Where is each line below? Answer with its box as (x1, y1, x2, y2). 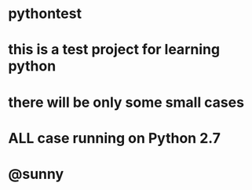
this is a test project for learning (8, 41, 221, 59)
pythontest (8, 5, 82, 23)
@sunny (8, 165, 64, 183)
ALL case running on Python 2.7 (8, 129, 221, 147)
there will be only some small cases (8, 93, 245, 111)
